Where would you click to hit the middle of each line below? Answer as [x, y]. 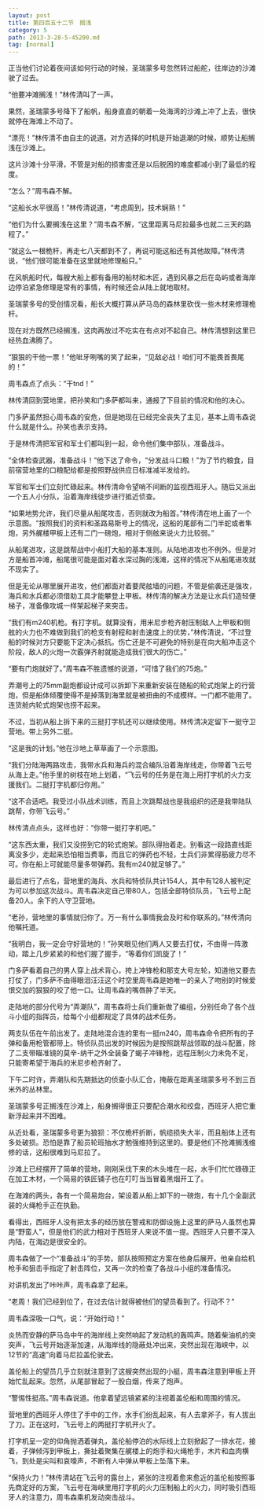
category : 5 [27, 30]
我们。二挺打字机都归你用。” [59, 785]
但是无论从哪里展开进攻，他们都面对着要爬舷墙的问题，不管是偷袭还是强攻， [132, 586]
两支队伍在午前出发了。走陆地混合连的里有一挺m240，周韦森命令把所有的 [128, 1033]
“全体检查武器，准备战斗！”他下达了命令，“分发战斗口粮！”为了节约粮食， [128, 460]
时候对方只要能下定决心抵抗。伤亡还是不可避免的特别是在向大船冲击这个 [139, 642]
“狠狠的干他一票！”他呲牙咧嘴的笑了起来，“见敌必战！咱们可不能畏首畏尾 [126, 357]
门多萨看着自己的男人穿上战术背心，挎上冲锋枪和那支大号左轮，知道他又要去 [132, 970]
